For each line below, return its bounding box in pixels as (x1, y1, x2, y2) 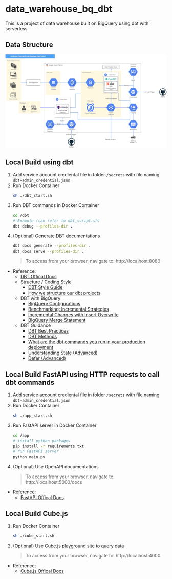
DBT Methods (28, 334, 57, 340)
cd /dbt (12, 213, 29, 218)
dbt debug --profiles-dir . (12, 223, 73, 229)
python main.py (12, 454, 46, 460)
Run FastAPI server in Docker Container (12, 422, 97, 428)
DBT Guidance (20, 322, 51, 328)
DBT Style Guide (28, 284, 63, 291)
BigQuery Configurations (28, 301, 81, 307)
